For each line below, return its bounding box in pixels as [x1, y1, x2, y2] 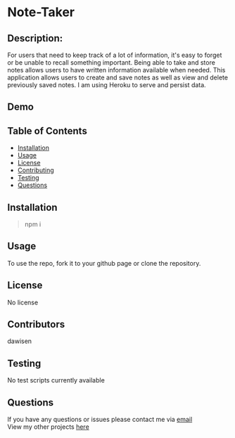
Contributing [17, 166, 54, 174]
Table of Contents [7, 124, 88, 137]
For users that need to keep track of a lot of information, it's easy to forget [7, 51, 222, 59]
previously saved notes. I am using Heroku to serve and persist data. [7, 81, 206, 89]
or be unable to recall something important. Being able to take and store [7, 58, 216, 67]
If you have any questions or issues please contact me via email [7, 416, 193, 424]
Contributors [7, 318, 65, 330]
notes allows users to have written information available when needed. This [7, 66, 226, 74]
